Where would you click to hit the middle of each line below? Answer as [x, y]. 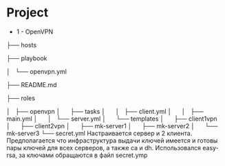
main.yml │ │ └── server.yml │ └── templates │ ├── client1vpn [112, 119]
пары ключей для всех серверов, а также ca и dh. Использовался [104, 147]
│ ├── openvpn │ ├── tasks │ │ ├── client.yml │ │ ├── [105, 111]
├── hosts [22, 45]
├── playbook [27, 58]
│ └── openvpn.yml [36, 71]
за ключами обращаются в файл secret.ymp [83, 155]
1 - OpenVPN [34, 32]
